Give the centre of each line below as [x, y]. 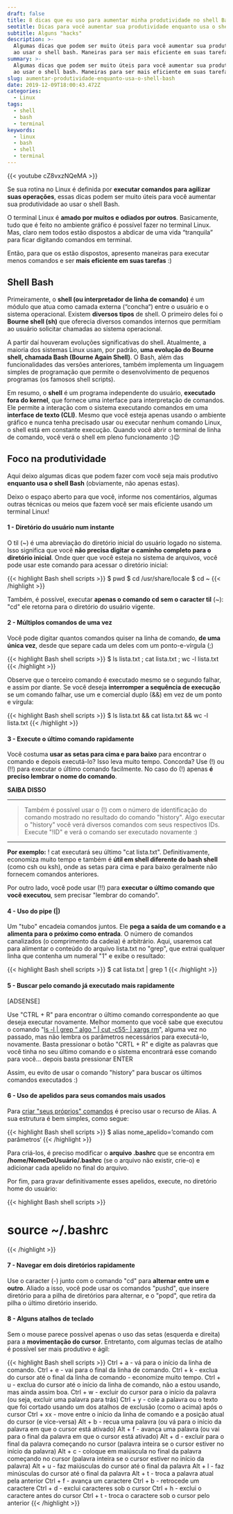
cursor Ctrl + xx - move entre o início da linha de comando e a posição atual [116, 1415]
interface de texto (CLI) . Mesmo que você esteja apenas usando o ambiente [117, 415]
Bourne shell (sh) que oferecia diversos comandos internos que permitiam [114, 321]
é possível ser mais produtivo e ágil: [59, 1349]
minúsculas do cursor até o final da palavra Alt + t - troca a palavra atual [110, 1474]
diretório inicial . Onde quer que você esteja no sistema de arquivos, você [112, 557]
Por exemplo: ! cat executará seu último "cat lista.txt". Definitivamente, [109, 852]
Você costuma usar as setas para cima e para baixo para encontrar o [107, 754]
